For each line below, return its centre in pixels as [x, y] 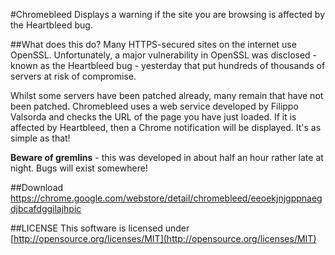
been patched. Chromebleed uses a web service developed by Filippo [154, 106]
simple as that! [40, 138]
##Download [37, 187]
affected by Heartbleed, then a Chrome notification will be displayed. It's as [166, 127]
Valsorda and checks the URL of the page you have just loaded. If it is [153, 117]
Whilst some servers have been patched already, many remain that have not [167, 95]
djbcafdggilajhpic [46, 208]
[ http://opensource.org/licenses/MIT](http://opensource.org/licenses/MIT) [163, 238]
